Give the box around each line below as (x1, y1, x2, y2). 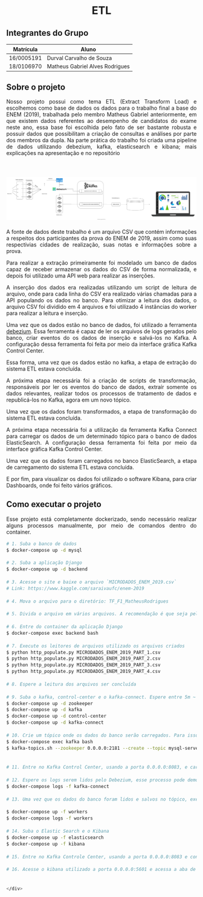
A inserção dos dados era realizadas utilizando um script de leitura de (6, 283, 197, 291)
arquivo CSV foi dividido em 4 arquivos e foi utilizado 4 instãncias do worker (6, 303, 197, 310)
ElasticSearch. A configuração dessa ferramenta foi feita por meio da (6, 439, 197, 446)
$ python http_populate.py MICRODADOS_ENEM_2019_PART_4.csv (6, 669, 161, 675)
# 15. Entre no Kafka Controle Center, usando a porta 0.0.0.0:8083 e (6, 853, 188, 860)
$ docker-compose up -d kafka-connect (6, 720, 104, 726)
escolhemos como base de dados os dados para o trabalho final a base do (6, 104, 197, 112)
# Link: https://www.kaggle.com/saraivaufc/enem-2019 (6, 585, 145, 591)
